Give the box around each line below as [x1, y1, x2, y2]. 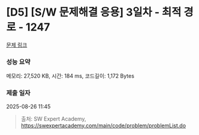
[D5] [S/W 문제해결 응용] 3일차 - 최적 [6, 5, 182, 19]
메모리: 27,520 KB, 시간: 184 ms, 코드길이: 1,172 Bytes [6, 72, 135, 79]
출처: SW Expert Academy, [20, 115, 86, 122]
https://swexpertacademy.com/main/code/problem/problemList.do [20, 122, 186, 129]
